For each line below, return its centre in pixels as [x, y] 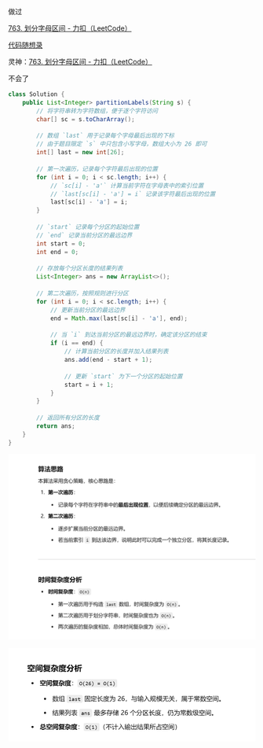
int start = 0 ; [61, 243]
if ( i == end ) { [77, 343]
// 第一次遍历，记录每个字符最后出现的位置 [97, 169]
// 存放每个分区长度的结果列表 [80, 269]
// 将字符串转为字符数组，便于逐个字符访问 [97, 111]
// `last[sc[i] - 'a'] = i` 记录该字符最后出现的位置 [133, 194]
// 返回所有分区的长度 [68, 418]
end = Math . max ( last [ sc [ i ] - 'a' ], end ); [119, 318]
